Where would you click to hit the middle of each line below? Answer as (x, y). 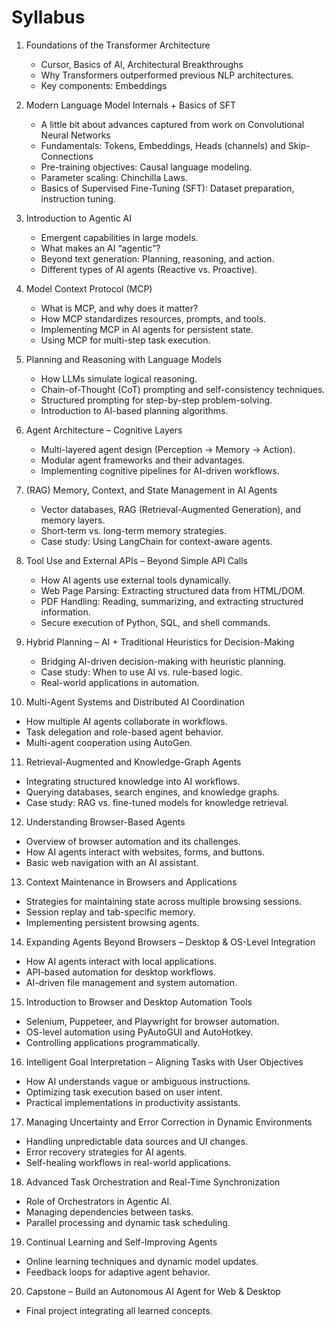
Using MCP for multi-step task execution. (125, 340)
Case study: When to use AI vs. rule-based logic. (141, 672)
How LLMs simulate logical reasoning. (119, 378)
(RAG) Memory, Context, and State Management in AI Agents (151, 490)
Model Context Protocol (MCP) (89, 288)
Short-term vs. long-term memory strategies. (134, 530)
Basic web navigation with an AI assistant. (112, 862)
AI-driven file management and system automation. (131, 982)
